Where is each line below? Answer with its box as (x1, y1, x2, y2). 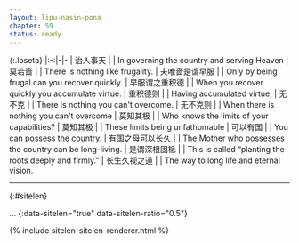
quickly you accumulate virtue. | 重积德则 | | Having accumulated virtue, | (9, 88, 278, 99)
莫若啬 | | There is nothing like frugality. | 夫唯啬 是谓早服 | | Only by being (9, 66, 278, 77)
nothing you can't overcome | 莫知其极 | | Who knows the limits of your (9, 110, 269, 121)
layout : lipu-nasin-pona (9, 12, 101, 22)
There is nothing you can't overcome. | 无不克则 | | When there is (36, 100, 275, 110)
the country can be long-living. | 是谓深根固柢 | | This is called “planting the (9, 144, 285, 155)
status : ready (9, 29, 62, 38)
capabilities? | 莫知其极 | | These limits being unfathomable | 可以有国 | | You (9, 122, 289, 133)
